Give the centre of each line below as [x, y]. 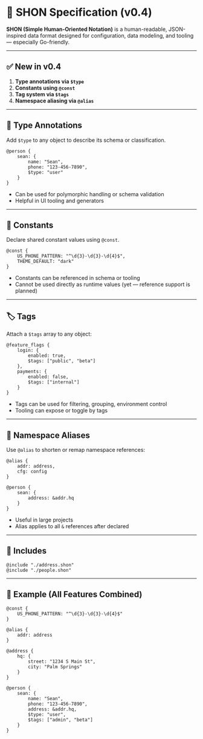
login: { [28, 351]
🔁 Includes [27, 551]
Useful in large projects [44, 520]
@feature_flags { [28, 345]
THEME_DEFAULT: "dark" [46, 262]
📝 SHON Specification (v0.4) [79, 12]
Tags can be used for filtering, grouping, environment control [91, 404]
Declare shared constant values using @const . [63, 240]
